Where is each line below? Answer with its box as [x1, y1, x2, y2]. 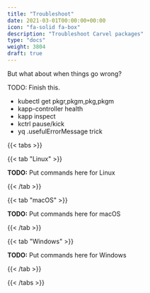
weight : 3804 [7, 43, 46, 50]
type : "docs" [7, 37, 46, 44]
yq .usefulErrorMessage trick [17, 127, 103, 136]
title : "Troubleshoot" [7, 10, 74, 18]
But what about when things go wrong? [7, 69, 122, 78]
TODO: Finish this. [7, 83, 60, 92]
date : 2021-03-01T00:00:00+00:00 [7, 17, 106, 24]
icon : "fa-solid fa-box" [7, 23, 81, 31]
